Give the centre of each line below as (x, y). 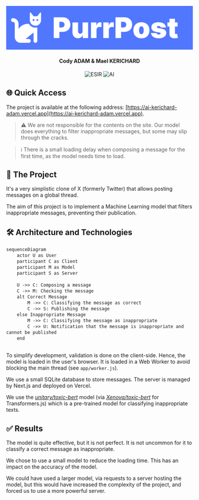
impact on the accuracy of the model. (52, 467)
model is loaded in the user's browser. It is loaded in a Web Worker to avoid (98, 362)
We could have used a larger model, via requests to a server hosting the (94, 478)
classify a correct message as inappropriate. (60, 449)
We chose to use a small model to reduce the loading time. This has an (92, 461)
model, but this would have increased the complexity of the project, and (94, 485)
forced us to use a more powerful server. (56, 491)
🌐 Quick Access (36, 93)
